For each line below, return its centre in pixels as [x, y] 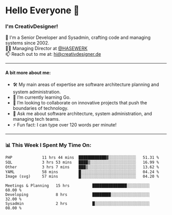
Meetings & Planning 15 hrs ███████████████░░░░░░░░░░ [78, 186]
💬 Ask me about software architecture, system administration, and [82, 113]
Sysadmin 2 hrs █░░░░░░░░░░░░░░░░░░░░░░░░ [78, 204]
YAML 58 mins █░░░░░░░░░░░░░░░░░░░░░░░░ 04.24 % [82, 172]
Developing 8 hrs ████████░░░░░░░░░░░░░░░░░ [78, 195]
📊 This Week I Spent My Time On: [48, 145]
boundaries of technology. [40, 108]
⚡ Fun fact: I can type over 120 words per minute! [64, 124]
